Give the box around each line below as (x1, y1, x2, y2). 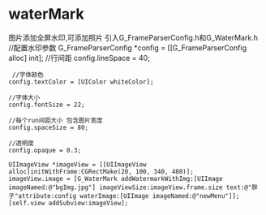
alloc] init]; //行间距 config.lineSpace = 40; (8, 53, 150, 62)
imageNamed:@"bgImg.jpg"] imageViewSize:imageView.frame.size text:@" (8, 183, 252, 191)
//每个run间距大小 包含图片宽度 (8, 116, 103, 124)
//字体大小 (8, 93, 41, 101)
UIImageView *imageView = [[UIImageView (8, 160, 148, 169)
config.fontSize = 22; (8, 101, 85, 109)
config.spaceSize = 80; (8, 123, 89, 131)
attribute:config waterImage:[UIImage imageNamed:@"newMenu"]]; (18, 191, 240, 200)
